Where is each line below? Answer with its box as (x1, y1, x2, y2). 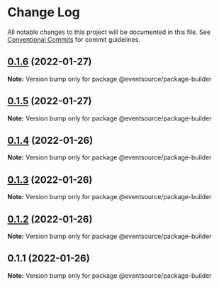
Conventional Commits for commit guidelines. (7, 35, 140, 43)
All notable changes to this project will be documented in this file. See (7, 28, 211, 36)
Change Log (7, 4, 80, 21)
